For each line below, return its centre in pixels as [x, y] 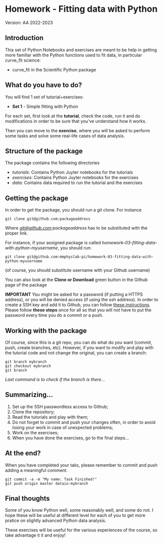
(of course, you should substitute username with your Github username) [78, 270]
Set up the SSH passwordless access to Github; [60, 406]
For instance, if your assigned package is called [53, 243]
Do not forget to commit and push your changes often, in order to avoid [84, 422]
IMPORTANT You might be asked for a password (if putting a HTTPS [74, 294]
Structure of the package [44, 151]
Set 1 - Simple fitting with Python [45, 106]
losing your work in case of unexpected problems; [62, 427]
